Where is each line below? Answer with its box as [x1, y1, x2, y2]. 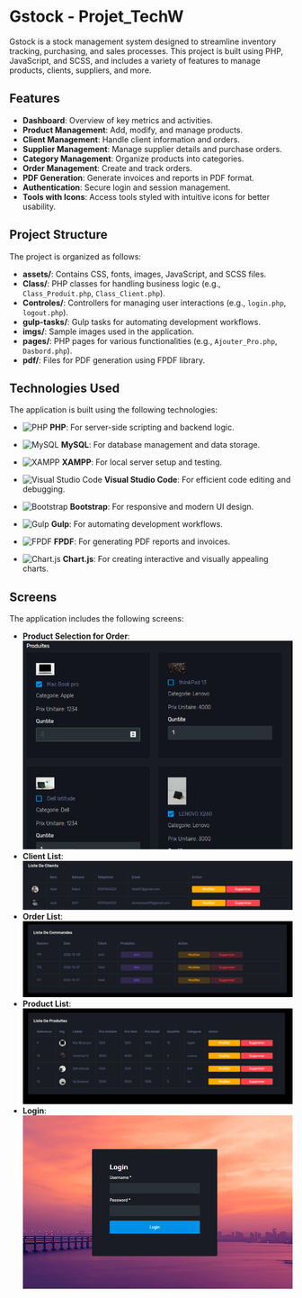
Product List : [22, 998, 72, 1010]
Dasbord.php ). [22, 345, 73, 356]
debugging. [22, 484, 66, 495]
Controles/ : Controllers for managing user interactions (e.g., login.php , [22, 297, 287, 308]
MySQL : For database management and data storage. [60, 440, 261, 450]
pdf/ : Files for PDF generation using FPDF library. [22, 354, 205, 366]
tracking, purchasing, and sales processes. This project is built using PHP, [9, 45, 284, 56]
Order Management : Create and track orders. [22, 162, 193, 173]
